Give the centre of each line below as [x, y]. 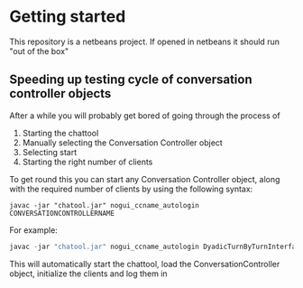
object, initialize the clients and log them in [89, 274]
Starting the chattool [60, 133]
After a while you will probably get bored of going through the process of [145, 116]
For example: [34, 230]
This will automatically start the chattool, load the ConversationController [145, 264]
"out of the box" [39, 51]
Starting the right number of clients [87, 162]
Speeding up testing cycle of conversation [131, 80]
